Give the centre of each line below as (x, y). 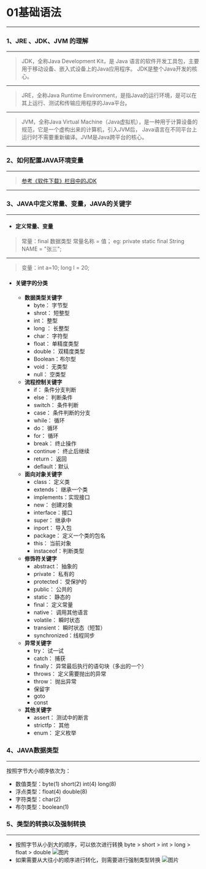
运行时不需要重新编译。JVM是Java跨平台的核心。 (84, 137)
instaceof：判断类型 (59, 551)
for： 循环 (46, 436)
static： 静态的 (52, 597)
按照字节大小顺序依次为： (39, 771)
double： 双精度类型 (59, 351)
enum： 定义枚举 (55, 733)
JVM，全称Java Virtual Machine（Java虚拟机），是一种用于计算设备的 (109, 122)
